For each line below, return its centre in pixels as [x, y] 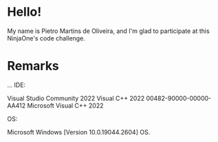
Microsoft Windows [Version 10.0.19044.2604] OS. [79, 132]
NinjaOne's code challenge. [46, 38]
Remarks [33, 66]
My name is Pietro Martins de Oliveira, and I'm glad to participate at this [108, 31]
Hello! [24, 12]
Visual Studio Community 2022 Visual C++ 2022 [76, 98]
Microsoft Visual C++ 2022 [65, 105]
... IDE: [17, 85]
